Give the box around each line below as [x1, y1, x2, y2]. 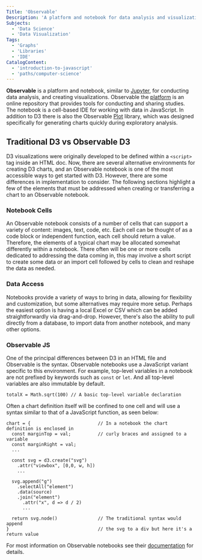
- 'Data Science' [11, 25, 55, 32]
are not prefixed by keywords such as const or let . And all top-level [6, 374, 174, 381]
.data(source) [17, 489, 52, 495]
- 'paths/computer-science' [11, 71, 82, 77]
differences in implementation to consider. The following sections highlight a [6, 179, 195, 186]
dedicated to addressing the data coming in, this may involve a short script [6, 252, 191, 259]
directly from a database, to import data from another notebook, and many [6, 319, 191, 326]
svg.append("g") [11, 478, 52, 485]
